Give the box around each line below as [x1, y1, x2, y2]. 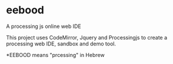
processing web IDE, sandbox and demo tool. [6, 40, 117, 47]
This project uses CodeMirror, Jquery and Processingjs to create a [6, 34, 168, 41]
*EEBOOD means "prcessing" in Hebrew [6, 51, 105, 58]
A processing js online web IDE [6, 23, 81, 30]
